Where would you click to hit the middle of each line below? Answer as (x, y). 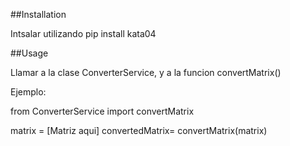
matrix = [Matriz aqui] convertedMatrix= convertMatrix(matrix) (139, 130)
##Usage (29, 53)
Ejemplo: (28, 92)
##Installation (38, 14)
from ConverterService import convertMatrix (102, 111)
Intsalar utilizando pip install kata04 (83, 33)
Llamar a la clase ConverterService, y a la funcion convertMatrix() (146, 72)
